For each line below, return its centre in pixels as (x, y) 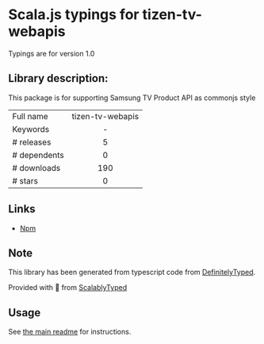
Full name (31, 116)
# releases (32, 142)
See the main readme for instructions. (70, 332)
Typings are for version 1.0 (52, 53)
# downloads (36, 168)
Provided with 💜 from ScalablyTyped (68, 288)
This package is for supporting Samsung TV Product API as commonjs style (132, 98)
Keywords (31, 129)
